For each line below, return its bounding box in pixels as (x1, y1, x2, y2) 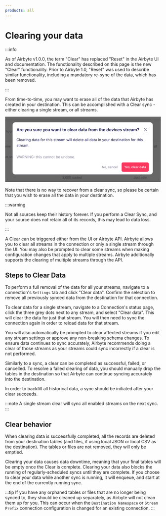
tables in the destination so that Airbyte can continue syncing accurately (5, 371, 153, 377)
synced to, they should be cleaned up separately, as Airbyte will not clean (5, 495, 156, 501)
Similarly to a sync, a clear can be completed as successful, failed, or (5, 361, 147, 366)
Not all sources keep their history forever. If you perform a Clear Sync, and (5, 211, 157, 217)
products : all (5, 8, 35, 13)
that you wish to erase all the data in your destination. (5, 192, 114, 198)
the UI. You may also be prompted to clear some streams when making (5, 246, 150, 252)
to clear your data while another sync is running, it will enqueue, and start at (5, 474, 160, 480)
